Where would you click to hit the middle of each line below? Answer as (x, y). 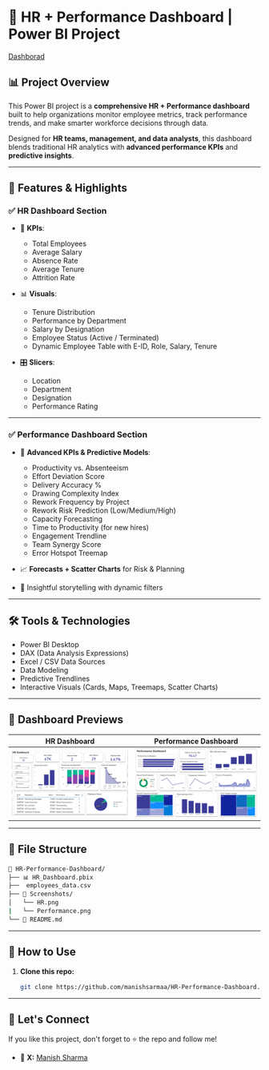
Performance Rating (65, 406)
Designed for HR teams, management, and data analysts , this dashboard (130, 138)
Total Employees (59, 243)
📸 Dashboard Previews (66, 720)
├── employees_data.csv (50, 886)
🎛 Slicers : (37, 362)
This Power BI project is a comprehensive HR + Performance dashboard (129, 106)
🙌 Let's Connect (49, 1019)
